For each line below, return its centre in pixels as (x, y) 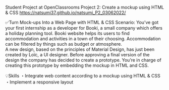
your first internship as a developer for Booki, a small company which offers (84, 28)
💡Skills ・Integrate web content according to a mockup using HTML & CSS (83, 76)
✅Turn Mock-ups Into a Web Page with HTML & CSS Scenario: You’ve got (82, 22)
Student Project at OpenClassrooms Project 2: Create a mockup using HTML (85, 7)
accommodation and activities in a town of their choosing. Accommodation (83, 39)
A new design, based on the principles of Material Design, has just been (80, 49)
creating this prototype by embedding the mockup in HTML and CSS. (77, 65)
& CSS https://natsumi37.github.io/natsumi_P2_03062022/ (66, 13)
